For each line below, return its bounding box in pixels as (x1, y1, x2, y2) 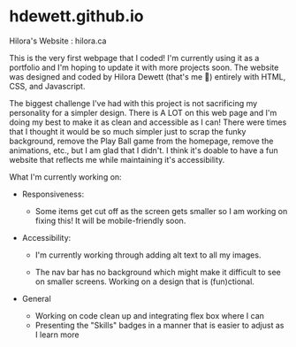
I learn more (34, 329, 80, 340)
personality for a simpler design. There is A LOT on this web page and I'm (9, 107, 277, 118)
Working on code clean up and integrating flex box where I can (34, 310, 265, 320)
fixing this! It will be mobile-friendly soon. (34, 215, 186, 226)
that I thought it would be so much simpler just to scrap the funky (9, 126, 247, 136)
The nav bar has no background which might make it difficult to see (34, 266, 281, 277)
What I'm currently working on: (9, 171, 122, 182)
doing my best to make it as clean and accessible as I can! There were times (9, 117, 287, 127)
